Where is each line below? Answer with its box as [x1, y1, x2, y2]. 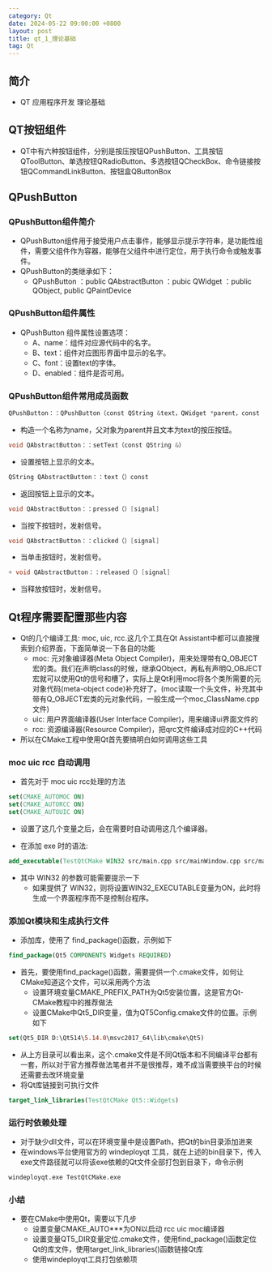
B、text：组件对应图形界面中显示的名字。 [32, 348, 171, 358]
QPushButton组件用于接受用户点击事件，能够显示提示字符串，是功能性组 [19, 236, 263, 246]
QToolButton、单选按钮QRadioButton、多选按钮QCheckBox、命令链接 [19, 156, 254, 166]
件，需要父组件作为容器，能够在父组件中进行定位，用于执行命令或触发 [19, 246, 255, 256]
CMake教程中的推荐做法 [32, 998, 113, 1008]
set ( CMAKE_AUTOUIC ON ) [8, 808, 85, 816]
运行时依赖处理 [8, 1116, 67, 1128]
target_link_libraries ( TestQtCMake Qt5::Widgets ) [8, 1096, 180, 1104]
